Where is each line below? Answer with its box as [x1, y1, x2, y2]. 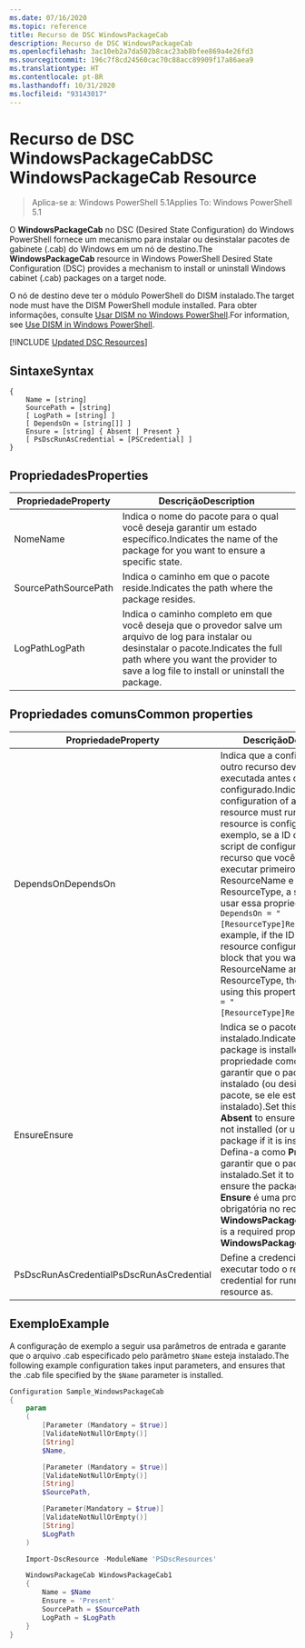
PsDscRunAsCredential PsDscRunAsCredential [14, 1268, 212, 1281]
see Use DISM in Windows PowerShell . [9, 319, 155, 330]
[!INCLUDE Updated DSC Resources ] [9, 337, 148, 348]
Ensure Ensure [14, 1128, 74, 1141]
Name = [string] [25, 395, 88, 405]
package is [220, 1043, 268, 1055]
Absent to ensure [220, 1111, 296, 1124]
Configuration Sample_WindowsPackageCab [9, 1387, 165, 1396]
